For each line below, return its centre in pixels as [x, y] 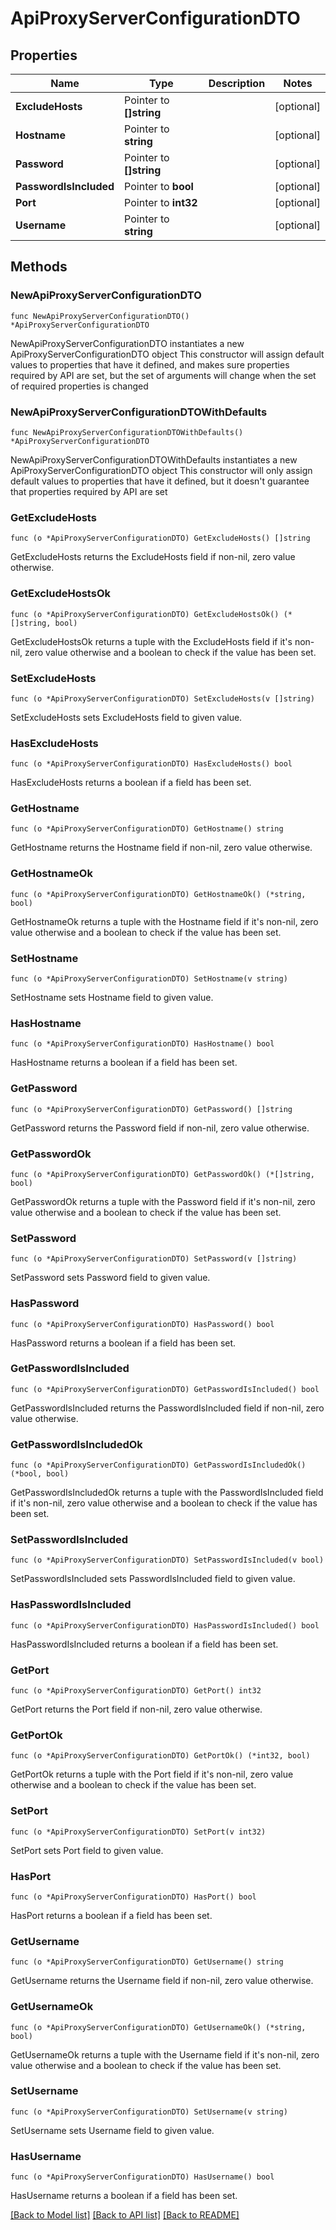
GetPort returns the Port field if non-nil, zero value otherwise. [136, 1709]
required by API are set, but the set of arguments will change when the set [163, 375]
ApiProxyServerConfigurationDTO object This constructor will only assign [161, 470]
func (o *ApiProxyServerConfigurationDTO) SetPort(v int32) [138, 1832]
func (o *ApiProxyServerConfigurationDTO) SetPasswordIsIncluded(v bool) [167, 1560]
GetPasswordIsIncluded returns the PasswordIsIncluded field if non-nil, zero [167, 1408]
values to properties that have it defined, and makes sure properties [150, 364]
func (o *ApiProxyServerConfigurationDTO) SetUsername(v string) [149, 2112]
